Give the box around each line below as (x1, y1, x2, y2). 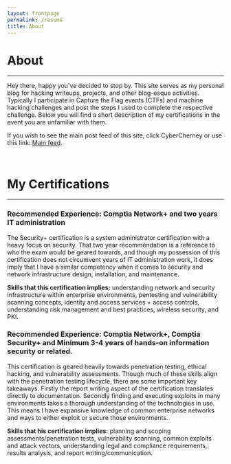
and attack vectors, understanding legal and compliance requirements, (7, 441, 208, 450)
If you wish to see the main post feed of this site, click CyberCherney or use (7, 131, 222, 140)
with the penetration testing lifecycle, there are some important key (7, 377, 197, 385)
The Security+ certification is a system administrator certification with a (7, 233, 210, 241)
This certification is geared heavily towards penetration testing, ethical (7, 362, 207, 371)
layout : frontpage (7, 10, 60, 17)
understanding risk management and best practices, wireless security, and (7, 305, 219, 313)
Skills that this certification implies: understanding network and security (7, 283, 215, 291)
